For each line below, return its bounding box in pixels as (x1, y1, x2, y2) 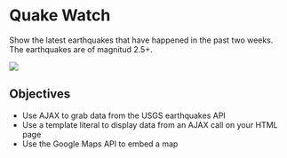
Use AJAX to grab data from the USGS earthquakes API (21, 110, 227, 121)
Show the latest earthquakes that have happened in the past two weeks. (9, 35, 274, 45)
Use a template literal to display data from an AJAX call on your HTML (21, 119, 278, 130)
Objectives (9, 86, 71, 102)
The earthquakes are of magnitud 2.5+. (9, 43, 153, 54)
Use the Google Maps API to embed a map (21, 138, 179, 149)
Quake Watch (9, 5, 111, 26)
